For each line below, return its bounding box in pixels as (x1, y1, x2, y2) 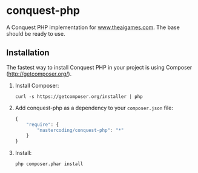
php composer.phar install (15, 161, 84, 167)
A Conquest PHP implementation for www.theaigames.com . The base (6, 24, 180, 31)
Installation (6, 48, 50, 58)
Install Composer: (15, 82, 59, 89)
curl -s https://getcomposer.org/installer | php (15, 93, 144, 100)
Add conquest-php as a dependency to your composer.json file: (15, 104, 174, 111)
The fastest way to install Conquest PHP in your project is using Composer (6, 64, 193, 71)
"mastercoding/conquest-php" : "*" (37, 127, 124, 133)
